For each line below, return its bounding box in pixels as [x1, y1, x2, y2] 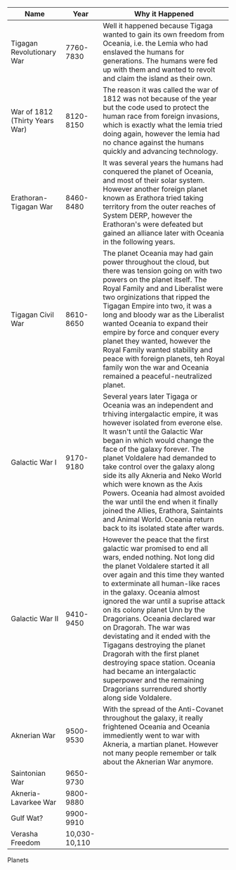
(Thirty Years [11, 116, 54, 125]
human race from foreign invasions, [103, 112, 220, 121]
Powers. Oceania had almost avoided [103, 488, 225, 498]
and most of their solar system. [103, 176, 205, 185]
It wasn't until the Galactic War [103, 427, 204, 436]
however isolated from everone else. [103, 418, 223, 427]
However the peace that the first [103, 535, 209, 544]
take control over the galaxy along [103, 462, 215, 472]
